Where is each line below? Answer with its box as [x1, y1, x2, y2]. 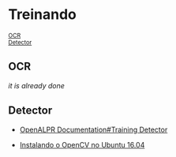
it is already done [8, 80, 66, 90]
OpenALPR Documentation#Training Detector [19, 125, 168, 134]
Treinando [8, 6, 77, 24]
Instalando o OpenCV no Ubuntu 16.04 [19, 140, 145, 149]
